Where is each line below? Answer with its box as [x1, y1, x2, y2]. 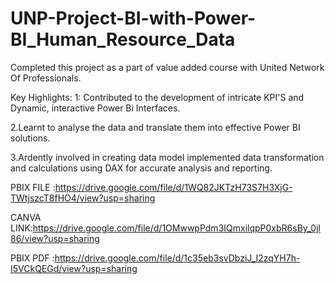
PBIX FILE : [10, 181, 56, 193]
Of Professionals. [10, 72, 82, 84]
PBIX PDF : [10, 252, 55, 264]
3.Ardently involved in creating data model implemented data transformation [10, 151, 325, 163]
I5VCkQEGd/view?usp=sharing [10, 262, 138, 274]
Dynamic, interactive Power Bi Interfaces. [10, 102, 181, 114]
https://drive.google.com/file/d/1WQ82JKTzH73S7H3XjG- [54, 181, 293, 193]
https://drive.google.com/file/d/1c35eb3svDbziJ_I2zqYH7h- [54, 252, 301, 264]
